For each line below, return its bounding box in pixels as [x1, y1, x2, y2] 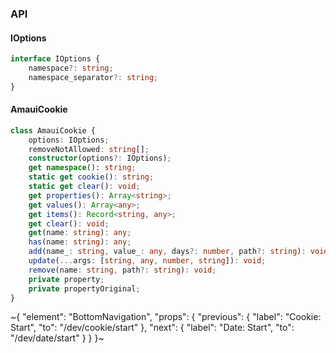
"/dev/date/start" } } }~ [10, 332, 105, 344]
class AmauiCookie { [10, 125, 97, 136]
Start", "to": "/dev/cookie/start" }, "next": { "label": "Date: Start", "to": [10, 322, 295, 334]
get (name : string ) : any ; [28, 228, 132, 238]
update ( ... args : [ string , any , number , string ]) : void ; [28, 256, 267, 266]
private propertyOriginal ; [28, 283, 141, 294]
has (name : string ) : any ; [28, 237, 132, 247]
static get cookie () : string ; [28, 172, 155, 182]
